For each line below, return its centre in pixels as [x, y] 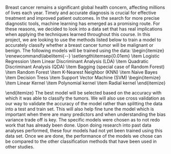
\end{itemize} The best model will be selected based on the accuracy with [83, 93]
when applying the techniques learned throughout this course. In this [78, 34]
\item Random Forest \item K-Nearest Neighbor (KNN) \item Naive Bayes [81, 72]
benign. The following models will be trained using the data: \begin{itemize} [85, 51]
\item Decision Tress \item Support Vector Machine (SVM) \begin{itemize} [83, 78]
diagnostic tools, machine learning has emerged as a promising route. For [83, 23]
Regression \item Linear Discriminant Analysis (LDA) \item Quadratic [77, 61]
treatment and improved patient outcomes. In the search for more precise [82, 18]
